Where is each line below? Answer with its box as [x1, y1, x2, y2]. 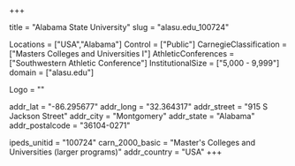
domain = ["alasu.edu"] [9, 67, 95, 78]
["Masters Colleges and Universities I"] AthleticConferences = [9, 49, 235, 58]
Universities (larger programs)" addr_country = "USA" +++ [9, 147, 223, 157]
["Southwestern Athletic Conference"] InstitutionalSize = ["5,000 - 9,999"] [9, 58, 280, 68]
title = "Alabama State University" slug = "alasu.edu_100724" [9, 22, 230, 32]
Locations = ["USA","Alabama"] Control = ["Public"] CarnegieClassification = [9, 39, 288, 49]
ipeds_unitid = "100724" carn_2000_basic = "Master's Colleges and [9, 138, 256, 147]
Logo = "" [9, 85, 45, 94]
